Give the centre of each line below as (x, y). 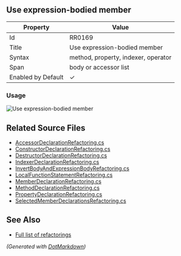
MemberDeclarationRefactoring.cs (58, 181)
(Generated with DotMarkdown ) (46, 246)
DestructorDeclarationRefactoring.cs (61, 155)
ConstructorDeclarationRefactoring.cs (63, 149)
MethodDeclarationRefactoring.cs (57, 188)
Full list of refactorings (43, 235)
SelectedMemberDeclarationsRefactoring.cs (70, 201)
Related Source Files (46, 128)
